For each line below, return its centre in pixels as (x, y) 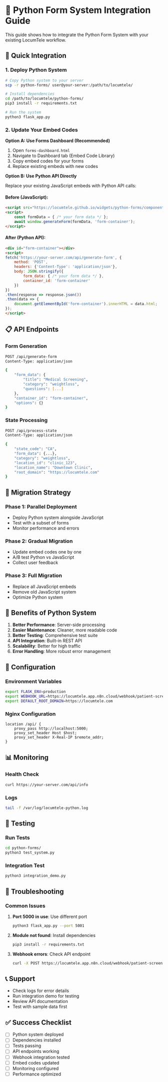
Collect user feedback (35, 562)
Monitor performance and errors (46, 528)
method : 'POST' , (31, 262)
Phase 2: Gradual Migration (39, 541)
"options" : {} (29, 403)
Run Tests (17, 838)
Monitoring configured (35, 1068)
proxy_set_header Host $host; (46, 733)
